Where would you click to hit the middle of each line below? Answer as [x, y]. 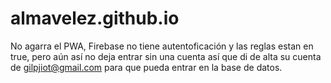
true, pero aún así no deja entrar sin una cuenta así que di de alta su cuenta [166, 56]
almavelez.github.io [95, 18]
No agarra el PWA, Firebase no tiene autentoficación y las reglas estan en [162, 46]
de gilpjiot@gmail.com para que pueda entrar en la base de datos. [146, 67]
